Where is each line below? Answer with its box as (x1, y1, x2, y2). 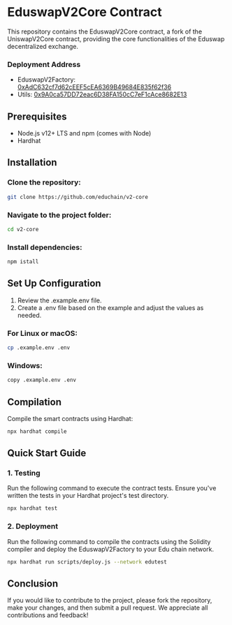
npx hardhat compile (7, 427, 68, 435)
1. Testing (7, 469, 41, 478)
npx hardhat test (7, 505, 58, 512)
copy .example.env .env (7, 376, 77, 384)
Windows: (7, 360, 43, 370)
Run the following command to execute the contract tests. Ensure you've (7, 484, 217, 492)
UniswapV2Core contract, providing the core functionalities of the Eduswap (7, 34, 225, 43)
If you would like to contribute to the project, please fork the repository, (7, 596, 212, 605)
